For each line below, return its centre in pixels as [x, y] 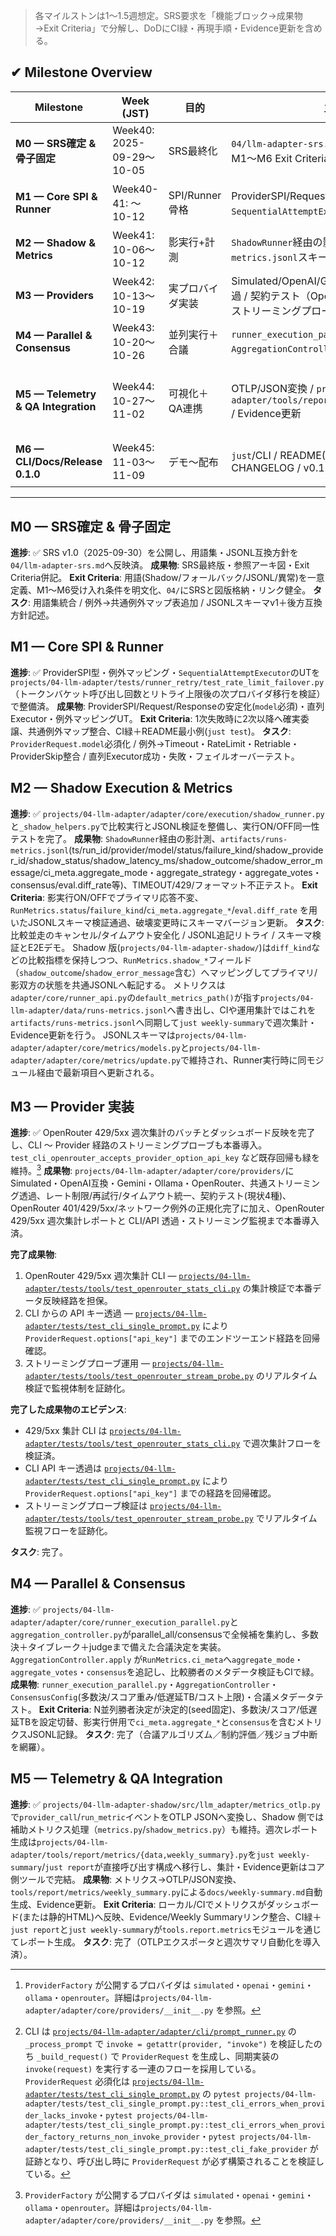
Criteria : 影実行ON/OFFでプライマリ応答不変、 [107, 897]
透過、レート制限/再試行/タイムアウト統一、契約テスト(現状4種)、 [155, 1196]
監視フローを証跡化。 [68, 1531]
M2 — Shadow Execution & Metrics [121, 788]
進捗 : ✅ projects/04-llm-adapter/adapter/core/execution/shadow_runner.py [167, 813]
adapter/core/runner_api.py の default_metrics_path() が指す [135, 997]
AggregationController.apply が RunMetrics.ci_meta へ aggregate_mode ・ [157, 1659]
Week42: [133, 281]
